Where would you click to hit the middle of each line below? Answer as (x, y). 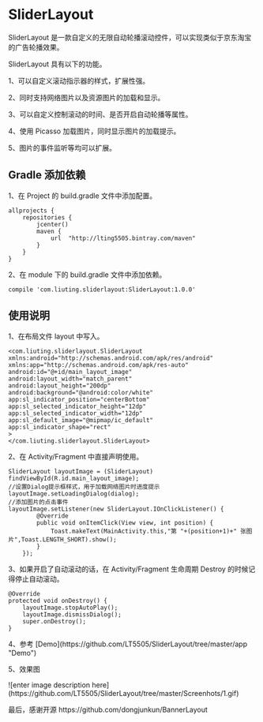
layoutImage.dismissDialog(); (72, 614)
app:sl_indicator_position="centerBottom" (79, 399)
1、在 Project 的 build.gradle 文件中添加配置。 (83, 196)
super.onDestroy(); (54, 621)
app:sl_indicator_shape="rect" (60, 427)
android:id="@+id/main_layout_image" (70, 372)
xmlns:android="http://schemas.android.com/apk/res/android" (111, 358)
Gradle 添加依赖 (47, 175)
